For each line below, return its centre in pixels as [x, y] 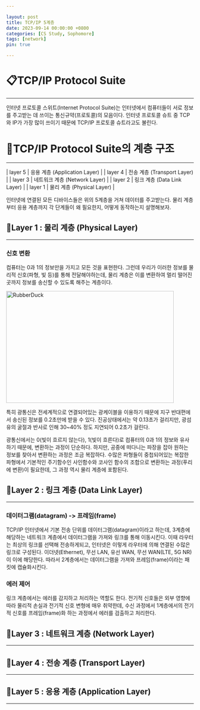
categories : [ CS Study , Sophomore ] [50, 33]
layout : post [22, 17]
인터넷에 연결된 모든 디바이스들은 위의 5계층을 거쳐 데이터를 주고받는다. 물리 [94, 199]
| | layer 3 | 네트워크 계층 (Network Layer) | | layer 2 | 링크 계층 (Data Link [94, 179]
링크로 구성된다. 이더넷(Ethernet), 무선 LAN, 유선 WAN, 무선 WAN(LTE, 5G [94, 552]
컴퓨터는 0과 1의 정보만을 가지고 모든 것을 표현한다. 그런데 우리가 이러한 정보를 [97, 267]
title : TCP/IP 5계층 [30, 22]
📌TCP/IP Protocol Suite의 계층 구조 [90, 149]
